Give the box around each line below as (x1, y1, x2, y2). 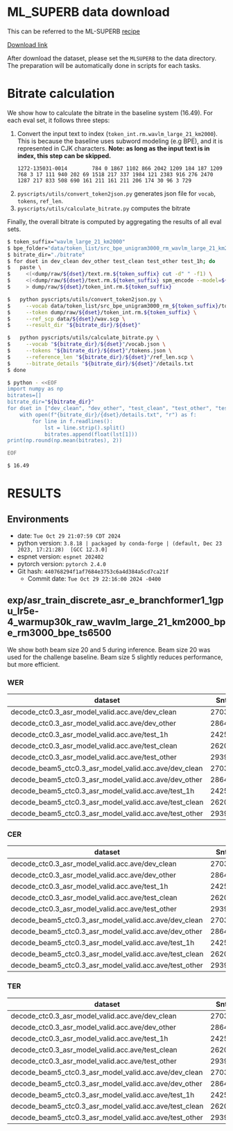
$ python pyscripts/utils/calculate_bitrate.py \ (7, 334, 159, 341)
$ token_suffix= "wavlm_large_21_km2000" (7, 238, 126, 245)
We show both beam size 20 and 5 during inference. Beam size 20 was (7, 645, 211, 654)
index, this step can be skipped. (17, 151, 112, 160)
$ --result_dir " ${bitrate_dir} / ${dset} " (7, 322, 141, 329)
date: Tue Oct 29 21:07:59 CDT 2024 (17, 532, 121, 540)
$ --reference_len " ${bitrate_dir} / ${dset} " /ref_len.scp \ (7, 353, 194, 361)
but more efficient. (7, 660, 60, 668)
